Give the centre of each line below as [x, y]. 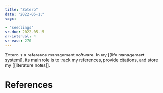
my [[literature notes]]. [28, 65]
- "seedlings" [20, 27]
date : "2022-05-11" [25, 14]
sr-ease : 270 [18, 41]
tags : [10, 19]
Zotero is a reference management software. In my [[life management [75, 55]
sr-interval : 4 [20, 37]
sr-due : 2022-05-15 [25, 32]
